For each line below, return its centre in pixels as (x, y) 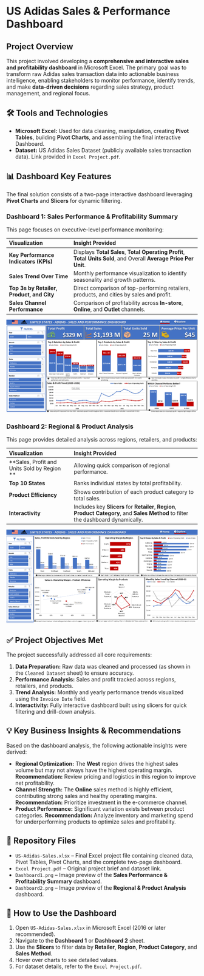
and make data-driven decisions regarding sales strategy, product (90, 87)
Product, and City (32, 295)
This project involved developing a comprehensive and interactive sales (98, 61)
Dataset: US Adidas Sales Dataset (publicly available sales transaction (103, 150)
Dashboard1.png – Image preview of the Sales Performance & (91, 875)
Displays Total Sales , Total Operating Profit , (129, 252)
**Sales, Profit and (33, 462)
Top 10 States (27, 483)
